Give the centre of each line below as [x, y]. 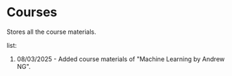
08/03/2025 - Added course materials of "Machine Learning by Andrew [121, 59]
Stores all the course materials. [51, 32]
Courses [32, 12]
